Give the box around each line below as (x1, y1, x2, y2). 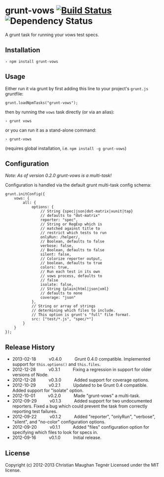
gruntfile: (5, 91, 24, 97)
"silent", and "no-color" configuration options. (12, 419, 106, 425)
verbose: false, (40, 243, 74, 248)
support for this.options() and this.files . (12, 361, 101, 367)
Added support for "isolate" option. (12, 387, 84, 394)
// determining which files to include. (31, 308, 116, 313)
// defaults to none (40, 291, 83, 296)
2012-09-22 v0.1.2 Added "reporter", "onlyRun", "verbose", (12, 414, 156, 420)
